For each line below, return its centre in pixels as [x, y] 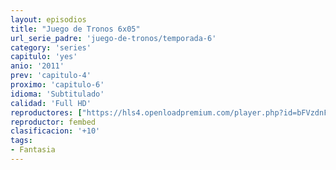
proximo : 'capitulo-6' [57, 85]
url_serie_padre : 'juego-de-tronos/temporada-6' [113, 38]
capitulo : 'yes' [44, 57]
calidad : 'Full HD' [51, 103]
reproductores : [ [46, 112]
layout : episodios [48, 19]
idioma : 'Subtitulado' [57, 94]
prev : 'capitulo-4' [51, 76]
